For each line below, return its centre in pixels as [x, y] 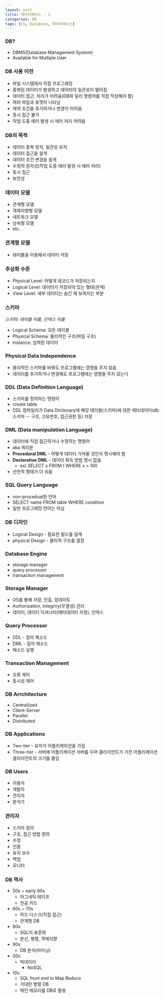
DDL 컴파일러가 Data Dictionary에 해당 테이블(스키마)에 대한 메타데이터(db [86, 410]
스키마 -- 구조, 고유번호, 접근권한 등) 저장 [52, 416]
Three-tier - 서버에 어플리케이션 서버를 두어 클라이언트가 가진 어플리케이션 [85, 752]
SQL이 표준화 [33, 932]
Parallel [20, 716]
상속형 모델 [23, 223]
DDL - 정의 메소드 [30, 637]
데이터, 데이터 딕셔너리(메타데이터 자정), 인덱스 [58, 613]
